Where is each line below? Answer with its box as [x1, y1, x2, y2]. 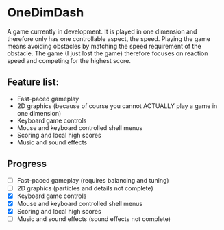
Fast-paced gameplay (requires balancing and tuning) [16, 176, 169, 184]
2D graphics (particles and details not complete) [16, 183, 154, 192]
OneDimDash [7, 5, 84, 21]
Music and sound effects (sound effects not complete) [16, 214, 171, 223]
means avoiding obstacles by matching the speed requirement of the [7, 42, 201, 50]
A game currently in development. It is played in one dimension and [7, 27, 197, 36]
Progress [7, 158, 47, 170]
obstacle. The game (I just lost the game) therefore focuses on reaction [7, 49, 208, 57]
